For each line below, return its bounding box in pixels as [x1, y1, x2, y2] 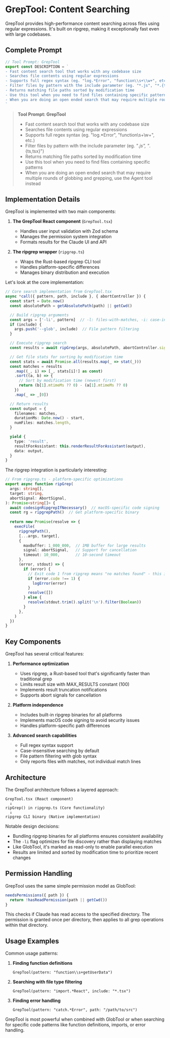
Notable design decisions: [5, 823, 60, 829]
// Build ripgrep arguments [10, 312, 69, 318]
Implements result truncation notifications [20, 687, 107, 693]
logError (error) [32, 581, 67, 586]
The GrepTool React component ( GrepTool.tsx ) [12, 218, 113, 225]
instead [25, 180, 41, 186]
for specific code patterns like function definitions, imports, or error [5, 1022, 146, 1028]
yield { [10, 434, 26, 439]
